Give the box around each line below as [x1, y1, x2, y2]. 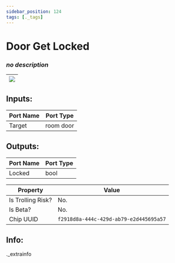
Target [9, 121, 28, 130]
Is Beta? [9, 205, 31, 213]
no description [6, 60, 49, 68]
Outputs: [6, 142, 39, 152]
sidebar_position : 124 [6, 8, 62, 15]
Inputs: [6, 94, 33, 104]
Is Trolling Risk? [9, 196, 52, 204]
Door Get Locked [6, 40, 90, 53]
